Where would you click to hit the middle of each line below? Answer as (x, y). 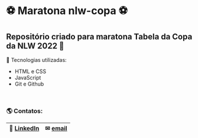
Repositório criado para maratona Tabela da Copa (99, 36)
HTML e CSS (30, 71)
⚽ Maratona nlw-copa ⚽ (67, 11)
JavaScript (28, 78)
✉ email (56, 129)
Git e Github (29, 84)
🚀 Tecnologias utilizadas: (36, 60)
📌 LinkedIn (24, 129)
